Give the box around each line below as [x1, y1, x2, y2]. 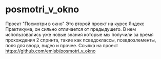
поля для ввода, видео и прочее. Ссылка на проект [5, 42, 118, 48]
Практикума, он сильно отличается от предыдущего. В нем [5, 26, 136, 32]
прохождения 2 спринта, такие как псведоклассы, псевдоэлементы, [5, 37, 156, 43]
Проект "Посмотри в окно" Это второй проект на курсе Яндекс [5, 21, 145, 27]
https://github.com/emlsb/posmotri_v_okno [5, 48, 96, 54]
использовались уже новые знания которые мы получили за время [5, 31, 154, 37]
